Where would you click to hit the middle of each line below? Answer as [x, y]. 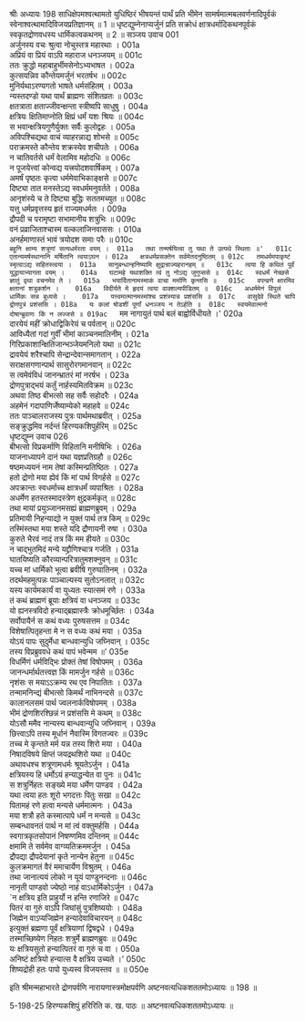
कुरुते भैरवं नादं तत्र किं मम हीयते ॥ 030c [70, 539]
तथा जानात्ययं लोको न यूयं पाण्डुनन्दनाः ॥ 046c [78, 877]
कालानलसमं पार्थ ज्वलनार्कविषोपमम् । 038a [73, 703]
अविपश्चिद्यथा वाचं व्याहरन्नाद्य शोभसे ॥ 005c [74, 137]
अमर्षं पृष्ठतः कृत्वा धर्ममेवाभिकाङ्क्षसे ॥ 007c [74, 178]
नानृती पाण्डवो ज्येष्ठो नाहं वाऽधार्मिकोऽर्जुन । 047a [81, 887]
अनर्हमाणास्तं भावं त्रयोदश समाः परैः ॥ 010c [71, 240]
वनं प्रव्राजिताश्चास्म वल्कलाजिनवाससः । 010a [76, 229]
